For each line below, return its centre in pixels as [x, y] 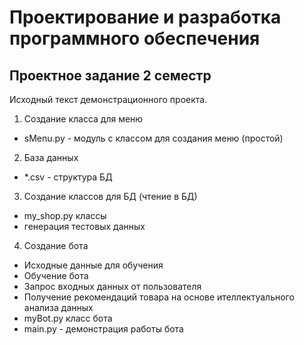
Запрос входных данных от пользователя [112, 286]
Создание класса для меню [83, 119]
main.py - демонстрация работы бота [103, 329]
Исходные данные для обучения [93, 265]
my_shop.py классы [65, 215]
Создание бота [56, 245]
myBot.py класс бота [68, 318]
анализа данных [58, 307]
